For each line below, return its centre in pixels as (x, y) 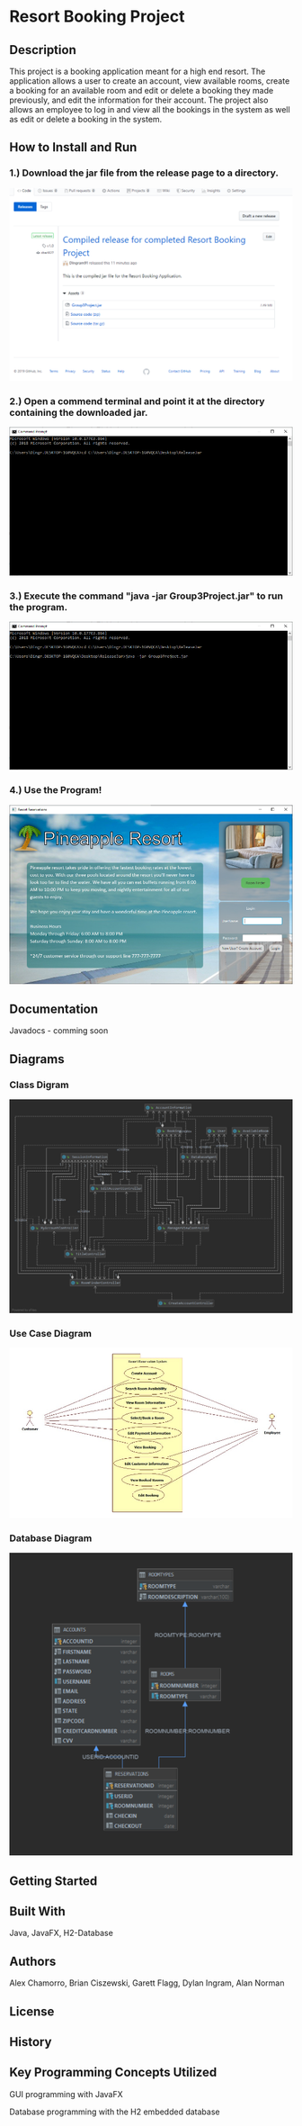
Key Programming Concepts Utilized (113, 2072)
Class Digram (39, 1085)
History (31, 2042)
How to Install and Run (73, 147)
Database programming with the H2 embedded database (115, 2112)
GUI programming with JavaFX (66, 2094)
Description (43, 50)
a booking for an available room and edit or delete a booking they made (142, 90)
